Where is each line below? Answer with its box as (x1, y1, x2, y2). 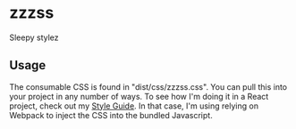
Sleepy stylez (9, 32, 60, 43)
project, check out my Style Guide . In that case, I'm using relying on (9, 101, 259, 111)
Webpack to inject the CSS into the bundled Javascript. (9, 109, 213, 120)
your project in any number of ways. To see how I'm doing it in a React (9, 91, 269, 101)
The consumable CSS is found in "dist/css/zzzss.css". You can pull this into (9, 81, 288, 92)
